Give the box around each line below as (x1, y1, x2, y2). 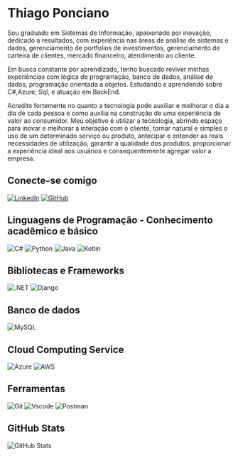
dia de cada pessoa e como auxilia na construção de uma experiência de (7, 109, 222, 117)
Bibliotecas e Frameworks (7, 264, 125, 276)
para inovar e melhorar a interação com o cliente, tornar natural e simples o (7, 124, 228, 132)
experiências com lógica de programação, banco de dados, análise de (7, 72, 213, 81)
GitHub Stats (7, 423, 65, 435)
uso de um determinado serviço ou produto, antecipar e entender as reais (7, 131, 224, 140)
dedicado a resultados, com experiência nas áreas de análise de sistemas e (7, 36, 229, 44)
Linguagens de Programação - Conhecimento (7, 215, 213, 227)
